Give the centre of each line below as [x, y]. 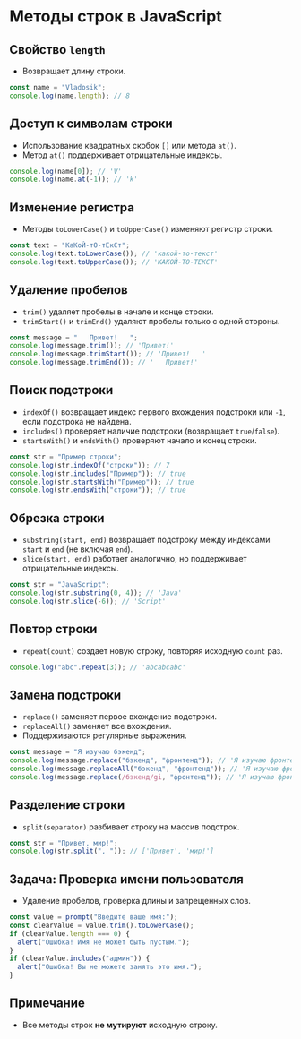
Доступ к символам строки [91, 124]
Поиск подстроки [61, 390]
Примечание [47, 1004]
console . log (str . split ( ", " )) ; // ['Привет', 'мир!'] [112, 851]
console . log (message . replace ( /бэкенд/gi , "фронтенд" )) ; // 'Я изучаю [142, 777]
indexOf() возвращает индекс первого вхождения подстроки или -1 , [154, 412]
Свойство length [57, 50]
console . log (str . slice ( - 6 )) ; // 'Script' [88, 601]
